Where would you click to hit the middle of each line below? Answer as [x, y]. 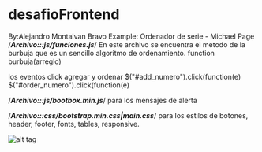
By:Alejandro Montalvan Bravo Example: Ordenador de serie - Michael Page [131, 36]
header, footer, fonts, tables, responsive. [74, 124]
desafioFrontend [64, 15]
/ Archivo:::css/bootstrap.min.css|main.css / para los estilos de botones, [128, 115]
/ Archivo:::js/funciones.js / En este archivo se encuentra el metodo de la [127, 44]
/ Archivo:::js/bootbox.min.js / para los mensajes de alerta [103, 100]
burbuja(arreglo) [35, 61]
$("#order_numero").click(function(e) [69, 85]
